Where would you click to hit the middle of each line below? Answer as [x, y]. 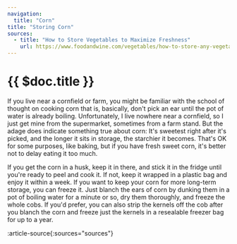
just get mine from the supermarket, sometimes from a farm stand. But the [115, 123]
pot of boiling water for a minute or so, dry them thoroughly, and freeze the [116, 197]
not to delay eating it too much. [53, 153]
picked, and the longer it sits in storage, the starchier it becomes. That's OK [117, 138]
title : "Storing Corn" [41, 27]
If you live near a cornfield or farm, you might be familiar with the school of [116, 101]
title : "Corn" [34, 20]
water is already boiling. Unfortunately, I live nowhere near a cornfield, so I [115, 116]
